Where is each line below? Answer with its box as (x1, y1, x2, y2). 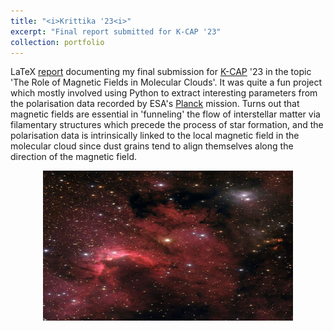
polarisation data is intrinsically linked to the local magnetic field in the (10, 130, 300, 142)
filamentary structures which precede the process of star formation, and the (10, 119, 324, 131)
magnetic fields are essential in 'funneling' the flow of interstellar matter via (10, 108, 321, 120)
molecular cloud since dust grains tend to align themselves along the (10, 140, 294, 152)
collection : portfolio (10, 37, 105, 47)
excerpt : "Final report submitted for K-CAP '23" (10, 26, 222, 37)
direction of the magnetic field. (10, 151, 137, 163)
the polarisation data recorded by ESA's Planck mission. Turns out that (10, 98, 300, 110)
